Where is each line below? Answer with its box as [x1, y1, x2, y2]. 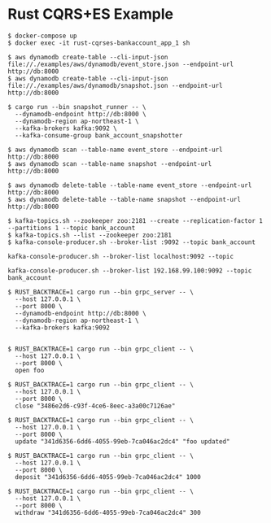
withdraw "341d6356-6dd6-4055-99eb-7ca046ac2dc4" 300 [15, 508, 201, 516]
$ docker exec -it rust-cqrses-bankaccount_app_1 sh [7, 38, 190, 47]
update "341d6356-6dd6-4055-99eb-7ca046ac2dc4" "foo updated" [15, 437, 230, 446]
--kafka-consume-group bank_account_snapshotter [15, 131, 183, 139]
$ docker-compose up [7, 32, 78, 40]
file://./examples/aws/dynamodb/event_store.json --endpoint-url [7, 60, 234, 68]
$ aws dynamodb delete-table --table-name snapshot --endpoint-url [7, 195, 242, 203]
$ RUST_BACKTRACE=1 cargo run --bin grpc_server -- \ [7, 288, 195, 296]
